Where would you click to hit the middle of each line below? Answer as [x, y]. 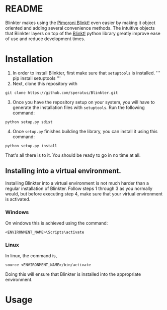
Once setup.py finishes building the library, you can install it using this [85, 131]
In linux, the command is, [31, 256]
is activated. [18, 199]
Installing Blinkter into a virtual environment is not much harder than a [77, 183]
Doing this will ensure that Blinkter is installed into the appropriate [73, 274]
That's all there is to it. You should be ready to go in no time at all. [73, 155]
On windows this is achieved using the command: [57, 223]
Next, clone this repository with [45, 83]
